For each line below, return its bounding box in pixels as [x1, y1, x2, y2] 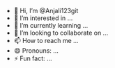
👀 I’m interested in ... [13, 14, 73, 22]
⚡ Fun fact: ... [13, 54, 52, 62]
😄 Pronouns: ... [13, 46, 59, 55]
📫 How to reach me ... [13, 37, 79, 44]
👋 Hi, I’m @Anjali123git [13, 7, 79, 15]
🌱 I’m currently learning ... [13, 22, 89, 29]
